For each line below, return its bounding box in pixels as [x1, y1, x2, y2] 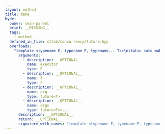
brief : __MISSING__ [9, 26, 50, 30]
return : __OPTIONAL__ [18, 116, 63, 122]
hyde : [5, 16, 16, 21]
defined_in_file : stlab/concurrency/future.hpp [9, 39, 109, 44]
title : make [5, 12, 29, 17]
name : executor [27, 62, 58, 67]
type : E [27, 67, 43, 72]
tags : [9, 30, 21, 35]
